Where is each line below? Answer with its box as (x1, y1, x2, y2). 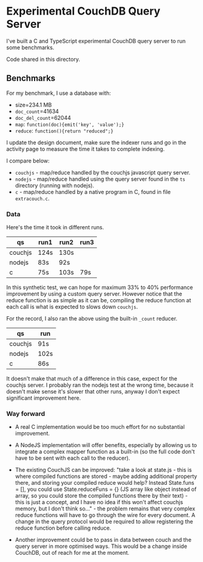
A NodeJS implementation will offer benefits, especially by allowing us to (15, 442, 197, 449)
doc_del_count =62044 (15, 114, 72, 121)
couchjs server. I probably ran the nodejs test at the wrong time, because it (6, 381, 194, 389)
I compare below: (6, 157, 50, 164)
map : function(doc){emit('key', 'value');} (15, 120, 124, 128)
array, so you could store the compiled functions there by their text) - (15, 492, 188, 499)
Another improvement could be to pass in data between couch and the (15, 536, 192, 544)
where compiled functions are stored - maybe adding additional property (15, 473, 198, 480)
